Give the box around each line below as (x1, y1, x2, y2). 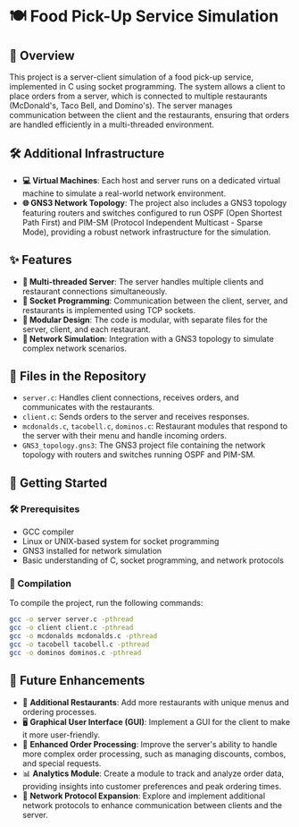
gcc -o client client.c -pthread (9, 623, 134, 633)
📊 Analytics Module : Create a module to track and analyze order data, (21, 768, 285, 779)
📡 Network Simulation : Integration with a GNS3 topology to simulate (21, 333, 274, 344)
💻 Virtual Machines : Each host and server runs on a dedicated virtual (21, 175, 281, 185)
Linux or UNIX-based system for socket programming (21, 536, 220, 547)
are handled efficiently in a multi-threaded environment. (9, 119, 214, 130)
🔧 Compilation (9, 577, 71, 590)
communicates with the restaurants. (21, 402, 154, 413)
